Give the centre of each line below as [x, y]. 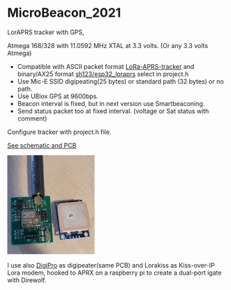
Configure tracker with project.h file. [59, 132]
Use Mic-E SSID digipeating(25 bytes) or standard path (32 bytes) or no [121, 81]
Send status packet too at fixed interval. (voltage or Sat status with [113, 111]
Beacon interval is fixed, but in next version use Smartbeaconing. [111, 103]
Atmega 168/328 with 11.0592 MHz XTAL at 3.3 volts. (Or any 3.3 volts [107, 45]
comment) [32, 118]
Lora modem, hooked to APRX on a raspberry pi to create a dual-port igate [114, 273]
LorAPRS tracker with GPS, [46, 32]
